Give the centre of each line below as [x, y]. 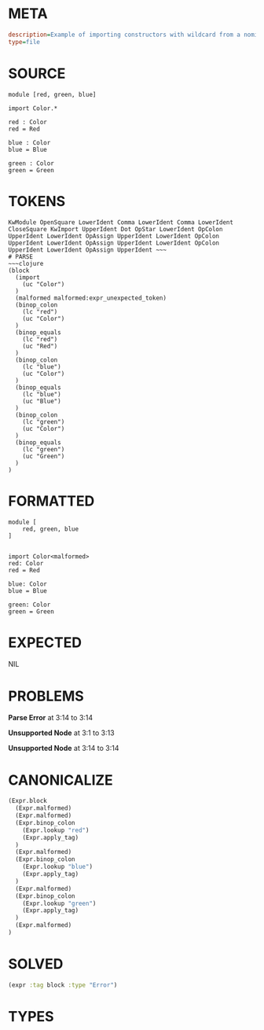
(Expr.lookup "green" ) [59, 903]
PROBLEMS [46, 696]
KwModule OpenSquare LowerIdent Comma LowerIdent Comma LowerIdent [121, 222]
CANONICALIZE [61, 780]
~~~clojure [26, 263]
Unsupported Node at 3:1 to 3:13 [62, 733]
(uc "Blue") [42, 401]
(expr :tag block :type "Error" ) [63, 985]
